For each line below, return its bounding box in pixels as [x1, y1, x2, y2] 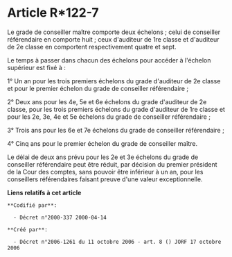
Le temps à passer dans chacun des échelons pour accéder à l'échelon [7, 56, 211, 64]
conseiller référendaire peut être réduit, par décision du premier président [7, 160, 217, 168]
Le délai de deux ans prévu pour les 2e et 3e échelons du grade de [7, 153, 199, 161]
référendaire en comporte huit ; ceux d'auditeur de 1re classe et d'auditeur [7, 35, 220, 43]
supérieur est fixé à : [7, 63, 66, 72]
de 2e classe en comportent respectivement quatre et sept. [7, 42, 177, 51]
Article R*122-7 [7, 5, 99, 21]
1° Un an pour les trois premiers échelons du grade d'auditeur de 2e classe [7, 76, 221, 85]
